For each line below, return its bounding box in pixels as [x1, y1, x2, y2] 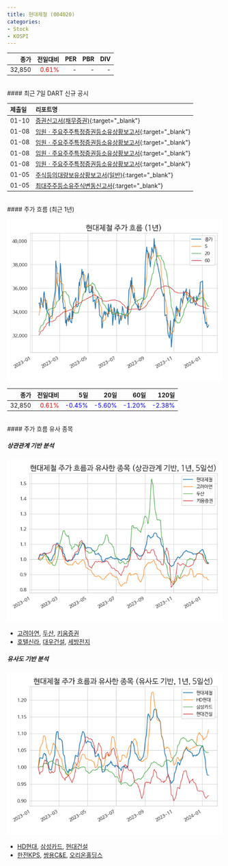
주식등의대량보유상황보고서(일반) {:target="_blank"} [35, 171, 173, 179]
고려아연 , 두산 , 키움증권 [16, 629, 80, 637]
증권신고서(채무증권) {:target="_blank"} [35, 116, 141, 125]
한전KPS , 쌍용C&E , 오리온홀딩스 [16, 851, 103, 859]
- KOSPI [7, 33, 29, 40]
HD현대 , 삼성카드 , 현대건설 [16, 843, 89, 851]
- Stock [7, 25, 29, 32]
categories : [7, 18, 41, 25]
